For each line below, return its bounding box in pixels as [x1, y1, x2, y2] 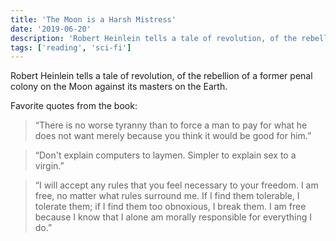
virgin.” [34, 160, 65, 172]
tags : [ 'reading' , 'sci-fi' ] [10, 42, 132, 53]
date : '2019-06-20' [10, 24, 92, 34]
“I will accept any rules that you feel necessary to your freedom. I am [34, 179, 319, 191]
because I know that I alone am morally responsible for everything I [34, 211, 312, 223]
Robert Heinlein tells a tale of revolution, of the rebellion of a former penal [10, 70, 313, 82]
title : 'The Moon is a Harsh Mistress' [10, 14, 177, 25]
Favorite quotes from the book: [10, 100, 138, 112]
